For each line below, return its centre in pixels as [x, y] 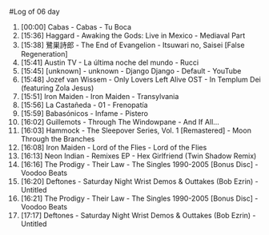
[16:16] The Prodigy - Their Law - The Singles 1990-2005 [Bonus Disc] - [139, 164]
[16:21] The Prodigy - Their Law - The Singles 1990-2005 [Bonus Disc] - [139, 198]
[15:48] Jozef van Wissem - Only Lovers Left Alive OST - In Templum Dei [141, 80]
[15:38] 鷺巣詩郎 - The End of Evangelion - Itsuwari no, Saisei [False [132, 45]
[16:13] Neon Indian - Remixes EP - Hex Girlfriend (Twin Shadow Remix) [139, 156]
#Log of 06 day [34, 12]
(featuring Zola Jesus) [57, 88]
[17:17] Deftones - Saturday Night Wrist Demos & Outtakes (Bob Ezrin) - [138, 215]
